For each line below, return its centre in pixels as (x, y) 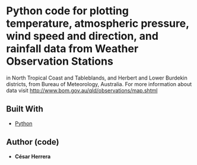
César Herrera (33, 156)
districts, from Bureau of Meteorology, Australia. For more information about (99, 84)
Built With (25, 109)
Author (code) (33, 142)
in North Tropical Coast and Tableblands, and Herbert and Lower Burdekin (97, 78)
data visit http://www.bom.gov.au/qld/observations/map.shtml (82, 90)
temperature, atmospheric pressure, (98, 23)
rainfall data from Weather (72, 49)
